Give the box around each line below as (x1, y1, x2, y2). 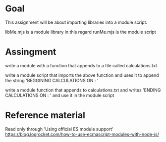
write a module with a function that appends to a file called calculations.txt (5, 62, 158, 68)
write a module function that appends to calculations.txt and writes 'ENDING (5, 87, 161, 93)
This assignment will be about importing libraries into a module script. (5, 19, 148, 25)
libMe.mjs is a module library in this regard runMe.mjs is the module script (5, 29, 156, 35)
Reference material (5, 110, 85, 121)
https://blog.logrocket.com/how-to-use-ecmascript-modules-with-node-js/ (5, 131, 160, 137)
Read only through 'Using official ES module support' (5, 126, 113, 132)
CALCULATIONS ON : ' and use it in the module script (5, 92, 114, 98)
